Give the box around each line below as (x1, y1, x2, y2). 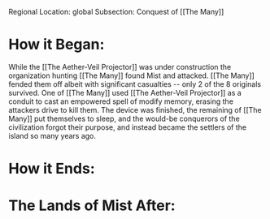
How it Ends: (8, 160, 95, 178)
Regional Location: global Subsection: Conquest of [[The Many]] (8, 7, 224, 16)
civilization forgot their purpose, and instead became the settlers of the (8, 122, 247, 132)
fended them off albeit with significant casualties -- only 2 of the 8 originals (8, 79, 262, 88)
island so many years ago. (8, 131, 96, 140)
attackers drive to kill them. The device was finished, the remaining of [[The (8, 105, 262, 114)
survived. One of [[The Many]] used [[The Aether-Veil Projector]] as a (8, 88, 242, 97)
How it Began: (8, 36, 105, 54)
